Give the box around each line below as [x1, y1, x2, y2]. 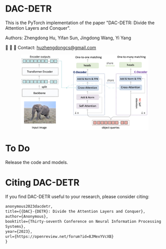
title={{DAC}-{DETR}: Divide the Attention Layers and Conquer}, [5, 209, 145, 214]
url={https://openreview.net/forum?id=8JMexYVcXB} [5, 234, 114, 239]
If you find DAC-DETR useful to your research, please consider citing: [5, 193, 150, 199]
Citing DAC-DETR [5, 177, 80, 189]
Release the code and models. [5, 159, 68, 165]
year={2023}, [5, 229, 33, 234]
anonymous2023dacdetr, [5, 204, 53, 209]
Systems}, [5, 224, 26, 229]
